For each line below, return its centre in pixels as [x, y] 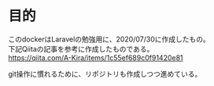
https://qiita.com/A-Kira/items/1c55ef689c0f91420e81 [96, 57]
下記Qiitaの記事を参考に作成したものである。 [81, 48]
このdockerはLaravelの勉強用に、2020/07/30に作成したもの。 [109, 39]
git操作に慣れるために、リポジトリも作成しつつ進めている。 [105, 73]
